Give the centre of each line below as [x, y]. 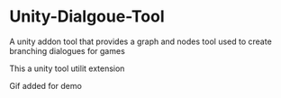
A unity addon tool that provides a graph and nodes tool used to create [140, 41]
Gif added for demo [46, 85]
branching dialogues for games [68, 50]
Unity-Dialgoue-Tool [87, 17]
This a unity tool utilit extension [67, 68]
